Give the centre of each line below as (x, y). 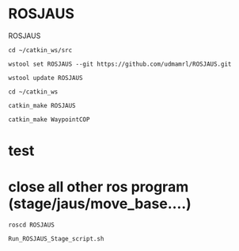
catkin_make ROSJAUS (42, 105)
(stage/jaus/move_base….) (100, 204)
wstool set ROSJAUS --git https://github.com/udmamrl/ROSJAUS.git (120, 64)
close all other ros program (99, 187)
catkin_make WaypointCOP (49, 120)
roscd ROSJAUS (32, 225)
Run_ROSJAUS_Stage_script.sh (56, 239)
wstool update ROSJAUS (46, 78)
